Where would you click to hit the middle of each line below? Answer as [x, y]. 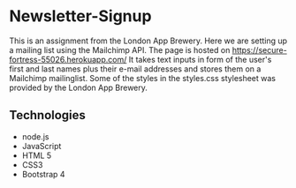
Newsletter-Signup [80, 16]
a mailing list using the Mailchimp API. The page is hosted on [120, 49]
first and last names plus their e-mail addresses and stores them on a [135, 69]
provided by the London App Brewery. [79, 87]
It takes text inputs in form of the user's [200, 59]
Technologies [48, 115]
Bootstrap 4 [43, 174]
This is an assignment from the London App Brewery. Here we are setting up [148, 41]
